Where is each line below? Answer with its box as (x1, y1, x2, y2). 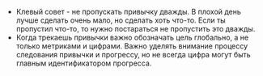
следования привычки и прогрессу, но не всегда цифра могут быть (15, 50, 251, 59)
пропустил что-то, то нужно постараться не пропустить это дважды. (15, 24, 256, 33)
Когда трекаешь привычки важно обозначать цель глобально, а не (15, 32, 249, 42)
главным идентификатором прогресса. (15, 58, 152, 68)
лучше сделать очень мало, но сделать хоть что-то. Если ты (15, 15, 226, 25)
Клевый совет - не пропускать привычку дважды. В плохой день (15, 7, 241, 16)
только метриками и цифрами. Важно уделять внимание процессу (15, 41, 248, 51)
